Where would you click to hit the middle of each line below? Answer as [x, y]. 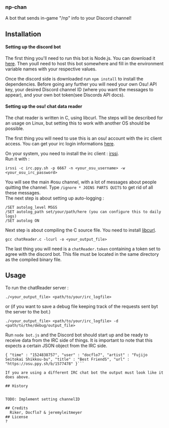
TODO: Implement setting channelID [43, 399]
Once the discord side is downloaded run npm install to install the [74, 79]
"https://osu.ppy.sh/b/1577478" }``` [45, 364]
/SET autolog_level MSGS [31, 208]
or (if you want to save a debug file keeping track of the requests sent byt [81, 306]
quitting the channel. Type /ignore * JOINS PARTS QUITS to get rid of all [79, 187]
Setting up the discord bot [33, 47]
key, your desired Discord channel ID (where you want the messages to [79, 89]
